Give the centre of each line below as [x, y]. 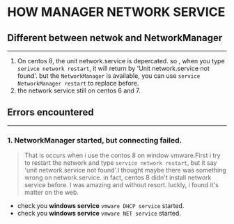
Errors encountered [50, 112]
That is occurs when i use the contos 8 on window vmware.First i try [122, 155]
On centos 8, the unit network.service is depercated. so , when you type [121, 61]
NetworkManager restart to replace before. [78, 83]
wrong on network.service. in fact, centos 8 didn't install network [118, 177]
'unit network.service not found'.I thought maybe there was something [125, 170]
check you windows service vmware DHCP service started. [101, 206]
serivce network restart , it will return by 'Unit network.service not [114, 68]
